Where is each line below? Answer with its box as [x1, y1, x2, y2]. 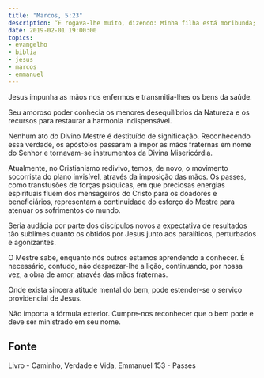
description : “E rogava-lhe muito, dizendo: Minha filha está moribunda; [8, 19, 257, 27]
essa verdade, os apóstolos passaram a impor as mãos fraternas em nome [8, 139, 251, 149]
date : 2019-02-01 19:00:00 [8, 26, 97, 34]
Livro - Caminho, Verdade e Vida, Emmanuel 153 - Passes [8, 361, 196, 370]
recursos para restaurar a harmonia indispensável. [8, 115, 172, 125]
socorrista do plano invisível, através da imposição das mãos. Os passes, [8, 172, 247, 181]
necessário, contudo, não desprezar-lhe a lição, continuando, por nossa [8, 261, 243, 270]
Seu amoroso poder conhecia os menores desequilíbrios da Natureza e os [8, 108, 251, 117]
